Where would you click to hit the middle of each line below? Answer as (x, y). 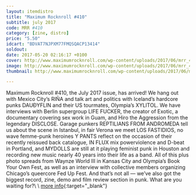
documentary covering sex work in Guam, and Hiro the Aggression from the (97, 118)
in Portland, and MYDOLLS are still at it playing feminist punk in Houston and (98, 149)
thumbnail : (19, 71)
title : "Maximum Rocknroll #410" (47, 17)
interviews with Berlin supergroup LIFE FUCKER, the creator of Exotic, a (92, 112)
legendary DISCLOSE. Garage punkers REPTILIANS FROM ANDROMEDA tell (97, 124)
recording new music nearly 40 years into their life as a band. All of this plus (97, 155)
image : (14, 66)
